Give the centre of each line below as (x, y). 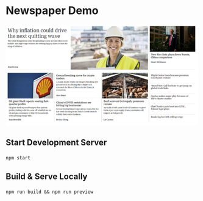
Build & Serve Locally (47, 177)
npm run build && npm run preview (50, 192)
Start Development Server (56, 143)
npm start (18, 158)
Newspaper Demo (52, 11)
